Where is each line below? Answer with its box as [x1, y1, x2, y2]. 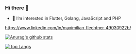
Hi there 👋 [5, 4, 29, 11]
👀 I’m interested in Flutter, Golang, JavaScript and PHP [12, 16, 121, 21]
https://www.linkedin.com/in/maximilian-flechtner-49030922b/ [5, 25, 131, 31]
